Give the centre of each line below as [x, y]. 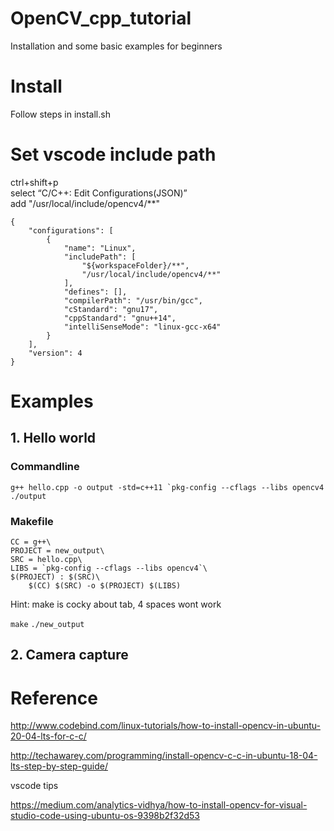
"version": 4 [55, 353]
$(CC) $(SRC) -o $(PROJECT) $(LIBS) [105, 585]
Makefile [32, 521]
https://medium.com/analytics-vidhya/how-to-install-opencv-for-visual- [159, 805]
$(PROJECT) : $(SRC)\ [55, 577]
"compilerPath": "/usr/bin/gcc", [133, 300]
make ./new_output [47, 624]
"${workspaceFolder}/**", [135, 265]
